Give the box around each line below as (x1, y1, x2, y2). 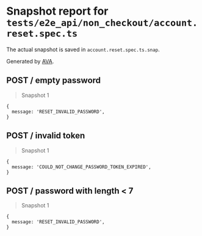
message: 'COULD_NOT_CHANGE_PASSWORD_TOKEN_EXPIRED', (12, 163, 151, 170)
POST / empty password (6, 75, 101, 86)
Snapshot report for (6, 4, 109, 18)
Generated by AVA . (6, 57, 54, 65)
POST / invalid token (6, 131, 85, 141)
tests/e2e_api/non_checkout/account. (6, 17, 198, 29)
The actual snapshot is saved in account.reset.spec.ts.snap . (6, 46, 160, 53)
